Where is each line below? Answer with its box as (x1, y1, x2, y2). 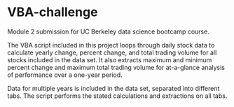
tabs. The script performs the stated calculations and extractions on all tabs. (7, 92, 228, 100)
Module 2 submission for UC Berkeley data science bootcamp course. (7, 27, 210, 36)
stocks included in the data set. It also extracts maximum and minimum (7, 55, 212, 64)
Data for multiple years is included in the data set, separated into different (7, 84, 220, 92)
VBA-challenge (7, 4, 98, 20)
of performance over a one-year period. (7, 71, 123, 79)
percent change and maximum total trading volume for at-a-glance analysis (7, 63, 226, 71)
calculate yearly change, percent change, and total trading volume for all (7, 48, 217, 57)
